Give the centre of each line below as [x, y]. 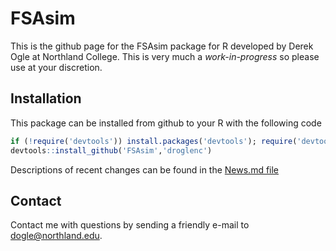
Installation [46, 98]
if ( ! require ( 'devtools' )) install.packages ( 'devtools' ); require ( [154, 141]
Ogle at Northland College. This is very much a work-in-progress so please [165, 56]
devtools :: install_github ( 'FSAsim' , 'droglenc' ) [111, 150]
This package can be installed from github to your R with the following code [166, 123]
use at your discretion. [56, 67]
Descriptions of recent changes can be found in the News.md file [145, 169]
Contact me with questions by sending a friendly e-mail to [130, 225]
